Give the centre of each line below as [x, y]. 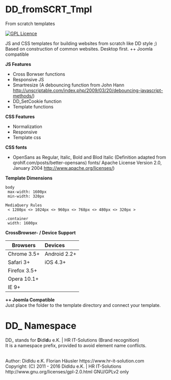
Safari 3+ [19, 262]
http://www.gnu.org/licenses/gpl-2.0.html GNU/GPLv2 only [67, 371]
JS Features [18, 64]
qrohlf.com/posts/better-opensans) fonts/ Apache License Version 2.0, [87, 163]
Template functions [33, 106]
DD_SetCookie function [37, 101]
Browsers [24, 245]
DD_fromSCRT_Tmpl [49, 9]
